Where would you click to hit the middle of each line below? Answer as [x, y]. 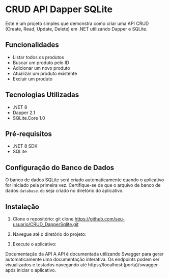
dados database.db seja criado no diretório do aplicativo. [64, 191]
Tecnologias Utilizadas [42, 95]
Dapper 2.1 [24, 113]
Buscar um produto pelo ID [41, 63]
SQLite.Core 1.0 [29, 118]
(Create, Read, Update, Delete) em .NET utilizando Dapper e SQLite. [76, 29]
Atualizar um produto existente [45, 73]
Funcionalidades [32, 45]
